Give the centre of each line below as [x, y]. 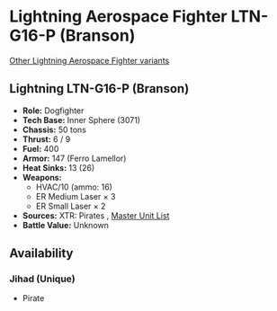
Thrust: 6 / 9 [46, 139]
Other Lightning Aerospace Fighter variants [89, 60]
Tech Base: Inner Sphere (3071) [81, 120]
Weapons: [42, 177]
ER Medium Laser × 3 [76, 196]
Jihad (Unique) [43, 279]
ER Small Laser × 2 [71, 206]
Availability [41, 253]
